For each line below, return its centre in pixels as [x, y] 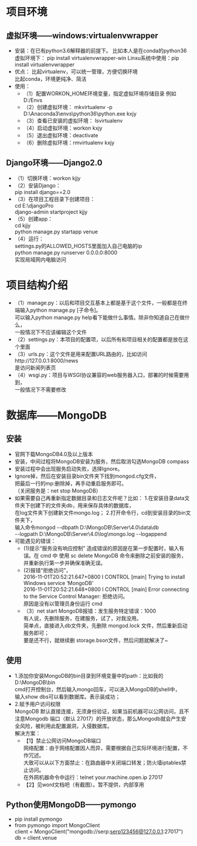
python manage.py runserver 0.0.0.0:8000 [66, 252]
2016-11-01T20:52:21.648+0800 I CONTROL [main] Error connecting [106, 589]
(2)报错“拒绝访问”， [47, 570]
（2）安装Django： [38, 185]
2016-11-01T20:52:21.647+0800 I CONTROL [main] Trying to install [104, 577]
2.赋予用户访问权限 [38, 704]
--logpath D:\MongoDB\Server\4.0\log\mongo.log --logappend [91, 534]
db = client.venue [36, 838]
